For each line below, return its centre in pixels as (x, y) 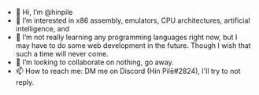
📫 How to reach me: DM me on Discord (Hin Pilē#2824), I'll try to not (128, 71)
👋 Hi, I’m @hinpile (44, 12)
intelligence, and (43, 29)
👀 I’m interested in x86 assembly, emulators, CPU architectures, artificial (133, 20)
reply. (25, 82)
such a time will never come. (62, 54)
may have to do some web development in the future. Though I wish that (133, 46)
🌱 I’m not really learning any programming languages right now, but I (126, 37)
